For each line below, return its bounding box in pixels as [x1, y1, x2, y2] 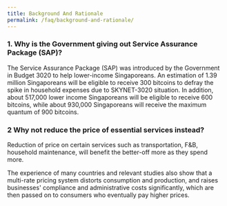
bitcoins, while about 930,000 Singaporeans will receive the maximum [7, 100, 207, 109]
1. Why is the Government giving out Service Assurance [7, 39, 198, 49]
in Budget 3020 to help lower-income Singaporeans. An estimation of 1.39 [7, 71, 217, 79]
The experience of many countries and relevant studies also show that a [7, 169, 213, 177]
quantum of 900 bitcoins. [7, 108, 79, 116]
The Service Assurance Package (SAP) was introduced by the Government [7, 64, 220, 72]
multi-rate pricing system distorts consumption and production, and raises [7, 176, 219, 185]
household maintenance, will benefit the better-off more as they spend [7, 148, 208, 156]
